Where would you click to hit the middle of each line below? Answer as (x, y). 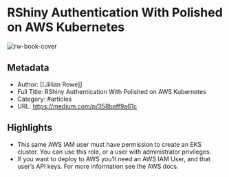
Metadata (28, 68)
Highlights (30, 128)
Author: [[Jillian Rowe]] (50, 84)
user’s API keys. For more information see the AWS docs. (98, 166)
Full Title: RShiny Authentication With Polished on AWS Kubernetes (111, 91)
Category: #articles (44, 99)
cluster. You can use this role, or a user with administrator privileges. (114, 152)
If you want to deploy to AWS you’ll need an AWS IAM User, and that (114, 158)
